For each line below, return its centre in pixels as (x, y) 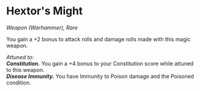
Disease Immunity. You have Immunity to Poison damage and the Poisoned (100, 76)
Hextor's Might (45, 11)
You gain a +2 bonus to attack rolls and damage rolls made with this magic (98, 39)
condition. (19, 83)
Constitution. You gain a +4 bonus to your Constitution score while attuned (100, 63)
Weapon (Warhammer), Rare (42, 28)
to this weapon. (25, 69)
